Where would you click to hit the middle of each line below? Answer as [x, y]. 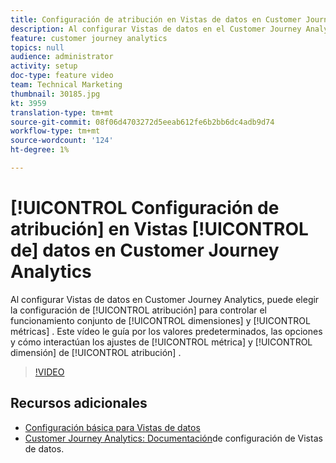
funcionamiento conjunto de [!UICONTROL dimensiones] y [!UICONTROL [160, 320]
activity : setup [44, 66]
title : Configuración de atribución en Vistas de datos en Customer [156, 19]
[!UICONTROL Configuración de [145, 208]
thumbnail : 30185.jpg [55, 94]
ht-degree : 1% [40, 150]
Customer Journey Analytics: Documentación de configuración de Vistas [173, 438]
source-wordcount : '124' [62, 141]
